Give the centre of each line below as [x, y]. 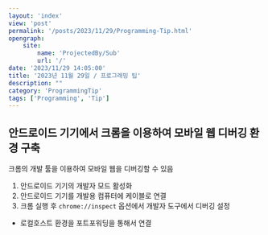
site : [32, 46]
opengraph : [27, 38]
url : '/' [52, 61]
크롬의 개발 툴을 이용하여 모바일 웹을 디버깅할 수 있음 [91, 169]
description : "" [35, 83]
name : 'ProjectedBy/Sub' [79, 53]
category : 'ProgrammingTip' [56, 91]
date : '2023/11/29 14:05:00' [57, 68]
